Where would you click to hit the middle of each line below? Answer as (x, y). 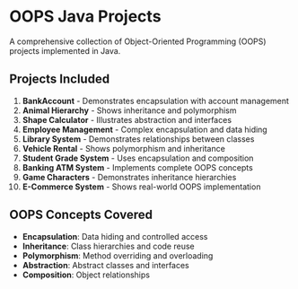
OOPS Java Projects (85, 17)
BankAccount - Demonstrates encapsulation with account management (156, 101)
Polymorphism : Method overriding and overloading (118, 255)
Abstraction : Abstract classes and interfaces (106, 265)
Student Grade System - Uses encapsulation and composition (138, 158)
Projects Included (60, 79)
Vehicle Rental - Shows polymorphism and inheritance (124, 148)
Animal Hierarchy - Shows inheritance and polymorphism (129, 110)
